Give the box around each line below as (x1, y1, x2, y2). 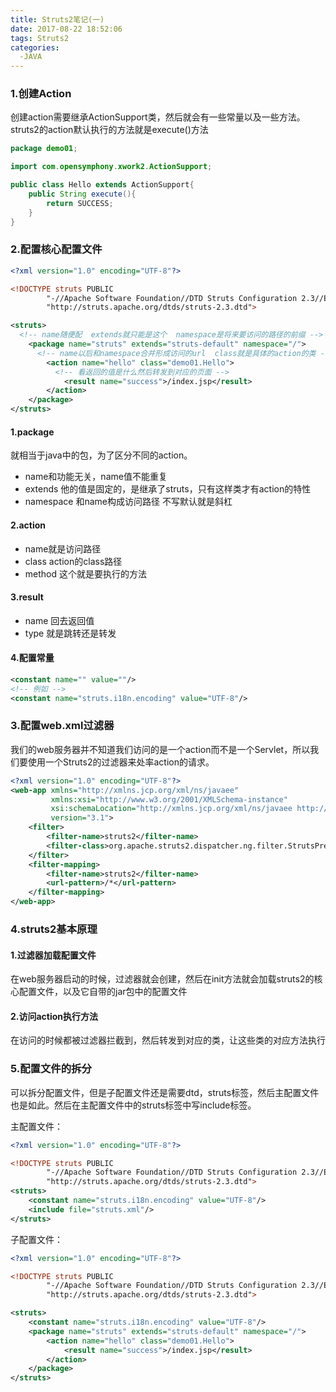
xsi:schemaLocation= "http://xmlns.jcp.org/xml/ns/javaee (50, 804, 293, 814)
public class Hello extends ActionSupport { (10, 180, 195, 190)
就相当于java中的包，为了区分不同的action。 (10, 449, 193, 461)
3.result (10, 591, 44, 603)
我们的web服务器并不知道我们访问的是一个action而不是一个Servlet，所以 (10, 743, 311, 755)
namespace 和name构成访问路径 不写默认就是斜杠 (24, 496, 233, 508)
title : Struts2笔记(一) (10, 14, 105, 25)
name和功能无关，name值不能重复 (24, 471, 168, 483)
